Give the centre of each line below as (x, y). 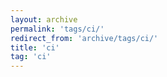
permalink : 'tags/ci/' (57, 29)
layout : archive (44, 19)
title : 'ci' (35, 47)
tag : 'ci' (31, 57)
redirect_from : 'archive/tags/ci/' (84, 38)
